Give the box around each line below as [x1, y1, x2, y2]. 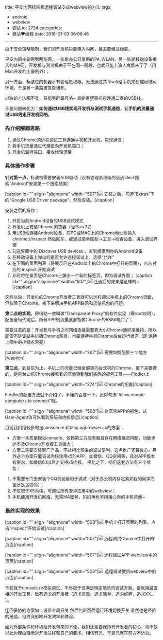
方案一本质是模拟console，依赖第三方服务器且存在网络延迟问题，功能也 [12, 435, 156, 440]
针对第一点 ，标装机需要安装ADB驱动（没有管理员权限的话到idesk [5, 174, 135, 180]
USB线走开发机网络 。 [9, 111, 52, 117]
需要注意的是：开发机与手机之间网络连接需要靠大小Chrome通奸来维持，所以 [5, 327, 157, 332]
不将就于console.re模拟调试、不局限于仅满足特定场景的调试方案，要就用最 [5, 585, 154, 590]
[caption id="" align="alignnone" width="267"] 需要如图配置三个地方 [5, 349, 147, 355]
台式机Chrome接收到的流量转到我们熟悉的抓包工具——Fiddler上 [21, 371, 149, 377]
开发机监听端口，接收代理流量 [12, 149, 72, 155]
